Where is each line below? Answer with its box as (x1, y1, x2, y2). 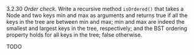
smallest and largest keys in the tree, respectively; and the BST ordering (6, 24, 187, 32)
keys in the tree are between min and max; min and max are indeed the (6, 18, 185, 25)
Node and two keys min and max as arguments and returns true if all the (6, 12, 188, 19)
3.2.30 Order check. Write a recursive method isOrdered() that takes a (6, 5, 184, 12)
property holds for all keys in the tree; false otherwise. (6, 31, 142, 38)
